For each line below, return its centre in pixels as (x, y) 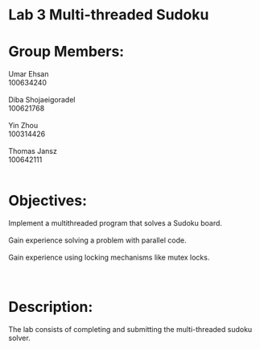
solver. (19, 338)
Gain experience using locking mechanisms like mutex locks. (109, 258)
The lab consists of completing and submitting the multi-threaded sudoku (130, 329)
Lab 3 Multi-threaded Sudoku (109, 15)
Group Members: (66, 52)
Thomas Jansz (33, 152)
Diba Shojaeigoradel (42, 100)
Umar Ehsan (29, 74)
